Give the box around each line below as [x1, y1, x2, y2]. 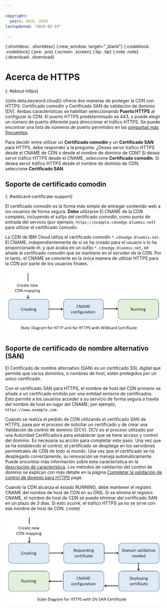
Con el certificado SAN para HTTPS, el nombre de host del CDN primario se [5, 385, 161, 391]
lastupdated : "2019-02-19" [5, 24, 61, 29]
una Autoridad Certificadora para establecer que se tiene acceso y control [5, 432, 158, 438]
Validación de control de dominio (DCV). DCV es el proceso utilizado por [5, 427, 154, 433]
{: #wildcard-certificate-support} [5, 193, 73, 199]
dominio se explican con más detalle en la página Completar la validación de [5, 469, 163, 475]
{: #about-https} [5, 88, 39, 94]
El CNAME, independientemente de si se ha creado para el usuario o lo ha [5, 239, 157, 245]
